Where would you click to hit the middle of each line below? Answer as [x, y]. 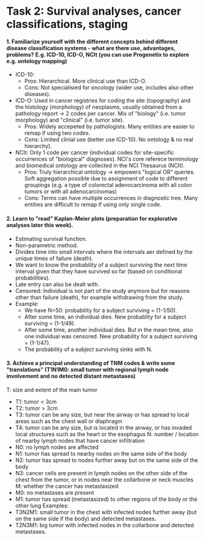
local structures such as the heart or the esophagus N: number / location [107, 434]
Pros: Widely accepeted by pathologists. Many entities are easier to [109, 127]
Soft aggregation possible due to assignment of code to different [106, 179]
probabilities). [32, 278]
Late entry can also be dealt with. [57, 284]
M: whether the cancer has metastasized [67, 486]
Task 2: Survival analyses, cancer [94, 11]
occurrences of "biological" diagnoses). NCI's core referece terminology [107, 159]
